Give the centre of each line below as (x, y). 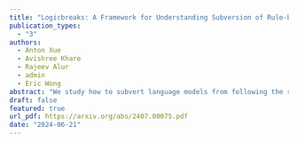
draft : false (33, 100)
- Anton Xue (39, 51)
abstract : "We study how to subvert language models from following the (146, 91)
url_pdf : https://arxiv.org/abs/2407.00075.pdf (99, 116)
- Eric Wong (39, 83)
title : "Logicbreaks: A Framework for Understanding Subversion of (137, 17)
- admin (31, 75)
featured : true (37, 108)
